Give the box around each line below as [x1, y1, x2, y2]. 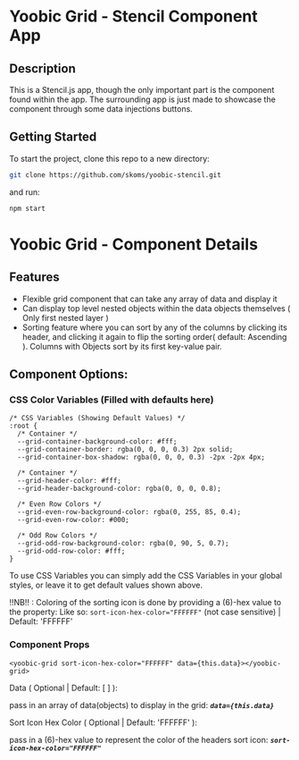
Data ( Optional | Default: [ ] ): [9, 682, 118, 693]
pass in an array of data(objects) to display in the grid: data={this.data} [9, 699, 275, 710]
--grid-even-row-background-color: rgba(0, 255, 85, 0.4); [17, 508, 242, 517]
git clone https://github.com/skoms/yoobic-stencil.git [9, 170, 221, 180]
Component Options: [9, 367, 129, 382]
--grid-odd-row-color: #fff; [17, 547, 126, 556]
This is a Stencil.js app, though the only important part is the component [9, 85, 275, 95]
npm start [9, 204, 46, 213]
